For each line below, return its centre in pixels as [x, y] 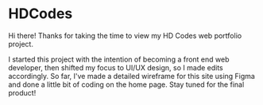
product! [22, 92]
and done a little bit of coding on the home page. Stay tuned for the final [126, 84]
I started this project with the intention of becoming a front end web [119, 59]
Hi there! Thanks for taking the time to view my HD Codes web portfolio [125, 36]
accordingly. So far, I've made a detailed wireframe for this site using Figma [132, 76]
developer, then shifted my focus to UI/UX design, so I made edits [116, 67]
